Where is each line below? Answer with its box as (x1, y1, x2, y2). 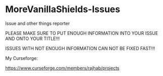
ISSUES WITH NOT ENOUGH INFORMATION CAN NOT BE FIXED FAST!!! (5, 45, 155, 51)
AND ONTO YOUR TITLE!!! (5, 35, 60, 42)
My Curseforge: (5, 55, 38, 61)
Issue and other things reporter (5, 20, 70, 26)
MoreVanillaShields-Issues (5, 4, 120, 15)
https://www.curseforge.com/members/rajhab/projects (5, 65, 120, 71)
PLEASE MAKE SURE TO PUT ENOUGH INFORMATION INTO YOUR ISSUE (5, 30, 158, 36)
